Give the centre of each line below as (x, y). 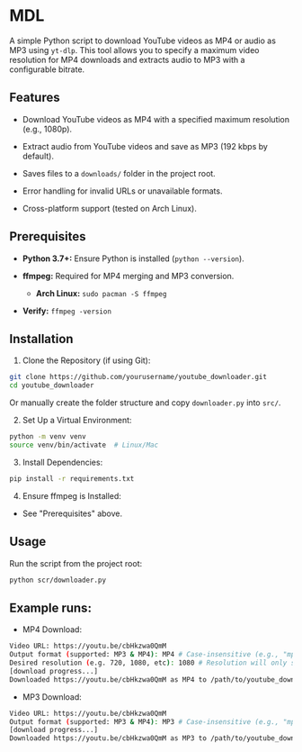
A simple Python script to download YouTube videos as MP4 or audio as (143, 41)
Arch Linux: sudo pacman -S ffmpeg (101, 293)
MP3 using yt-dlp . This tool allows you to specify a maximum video (134, 50)
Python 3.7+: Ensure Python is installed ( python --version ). (133, 258)
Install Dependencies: (62, 462)
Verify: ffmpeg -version (67, 311)
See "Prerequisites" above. (72, 513)
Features (35, 98)
